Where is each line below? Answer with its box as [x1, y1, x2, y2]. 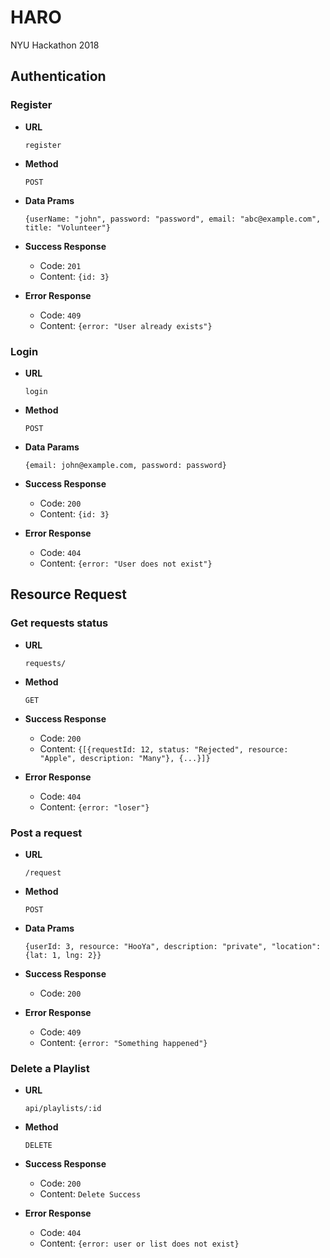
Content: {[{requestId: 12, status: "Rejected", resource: [39, 742, 289, 755]
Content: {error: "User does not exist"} [39, 557, 213, 569]
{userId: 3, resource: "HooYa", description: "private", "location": [24, 941, 322, 951]
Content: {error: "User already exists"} [39, 319, 213, 331]
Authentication [10, 68, 107, 85]
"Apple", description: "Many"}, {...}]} [39, 753, 211, 763]
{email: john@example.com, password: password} [24, 460, 227, 470]
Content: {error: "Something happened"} [39, 1036, 208, 1048]
